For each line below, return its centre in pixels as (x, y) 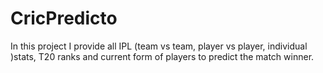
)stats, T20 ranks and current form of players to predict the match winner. (162, 56)
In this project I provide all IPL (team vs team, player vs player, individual (159, 46)
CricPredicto (64, 18)
